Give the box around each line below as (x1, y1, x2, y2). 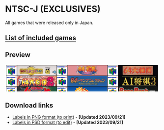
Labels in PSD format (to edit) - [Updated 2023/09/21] (12, 119, 124, 126)
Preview (5, 51, 31, 59)
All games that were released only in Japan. (5, 20, 94, 26)
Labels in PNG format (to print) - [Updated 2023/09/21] (12, 114, 126, 120)
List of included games (5, 34, 76, 42)
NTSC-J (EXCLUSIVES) (5, 3, 101, 15)
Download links (5, 101, 54, 109)
